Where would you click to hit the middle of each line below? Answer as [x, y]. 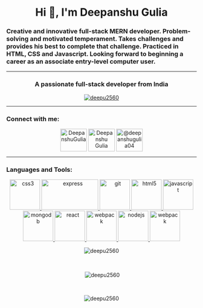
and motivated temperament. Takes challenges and [107, 39]
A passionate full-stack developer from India [101, 84]
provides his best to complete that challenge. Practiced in [93, 47]
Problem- [176, 31]
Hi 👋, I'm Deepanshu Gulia [101, 12]
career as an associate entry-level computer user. [81, 62]
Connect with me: [33, 119]
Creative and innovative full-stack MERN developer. [84, 31]
